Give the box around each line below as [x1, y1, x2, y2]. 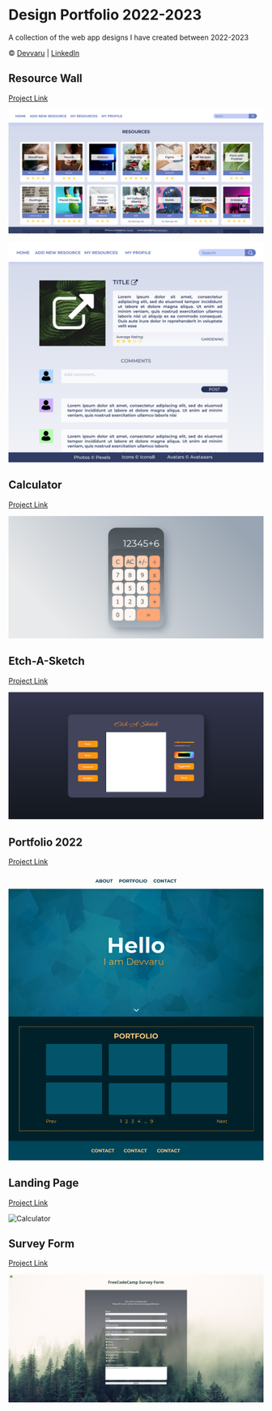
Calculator [8, 478, 62, 492]
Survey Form [8, 1237, 75, 1251]
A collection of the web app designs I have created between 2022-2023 [8, 32, 249, 42]
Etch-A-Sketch [8, 654, 85, 668]
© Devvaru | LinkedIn [8, 48, 80, 58]
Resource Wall [8, 71, 83, 86]
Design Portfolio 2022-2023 [8, 6, 202, 24]
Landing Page [8, 1176, 79, 1190]
